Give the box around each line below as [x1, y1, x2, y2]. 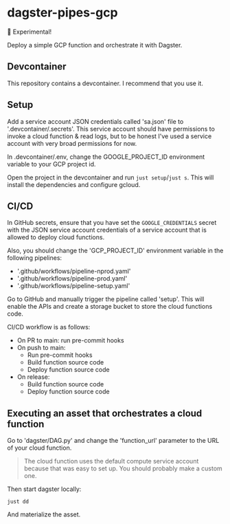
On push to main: [16, 344, 66, 352]
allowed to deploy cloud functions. [7, 233, 105, 241]
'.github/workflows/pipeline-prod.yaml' [16, 274, 128, 283]
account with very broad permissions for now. [7, 139, 137, 147]
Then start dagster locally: [7, 485, 82, 493]
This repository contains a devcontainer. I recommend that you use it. [7, 79, 204, 87]
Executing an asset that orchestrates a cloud [7, 407, 203, 419]
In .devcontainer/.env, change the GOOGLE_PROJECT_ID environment [7, 153, 205, 161]
